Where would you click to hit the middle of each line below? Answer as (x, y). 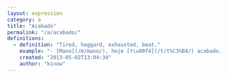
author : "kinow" (43, 64)
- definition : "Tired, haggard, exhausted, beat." (87, 45)
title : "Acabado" (32, 26)
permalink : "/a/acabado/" (44, 32)
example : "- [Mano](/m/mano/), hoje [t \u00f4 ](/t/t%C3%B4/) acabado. (121, 52)
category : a (24, 20)
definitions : (26, 39)
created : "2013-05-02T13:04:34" (65, 58)
